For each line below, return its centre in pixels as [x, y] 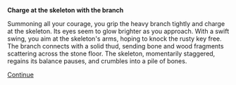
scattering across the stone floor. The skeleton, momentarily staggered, [111, 53]
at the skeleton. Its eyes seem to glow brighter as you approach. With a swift [118, 31]
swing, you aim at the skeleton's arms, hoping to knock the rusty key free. [114, 39]
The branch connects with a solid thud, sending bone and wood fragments [116, 46]
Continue [20, 74]
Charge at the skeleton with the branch [66, 10]
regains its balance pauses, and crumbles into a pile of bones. [97, 61]
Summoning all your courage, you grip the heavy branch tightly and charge [116, 24]
